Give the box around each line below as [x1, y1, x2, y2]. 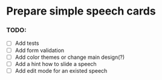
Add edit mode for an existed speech [15, 67, 108, 74]
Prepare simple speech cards [6, 4, 156, 18]
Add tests [15, 39, 39, 47]
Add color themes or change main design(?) [15, 53, 125, 61]
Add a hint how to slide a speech [15, 60, 97, 67]
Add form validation [15, 47, 65, 54]
